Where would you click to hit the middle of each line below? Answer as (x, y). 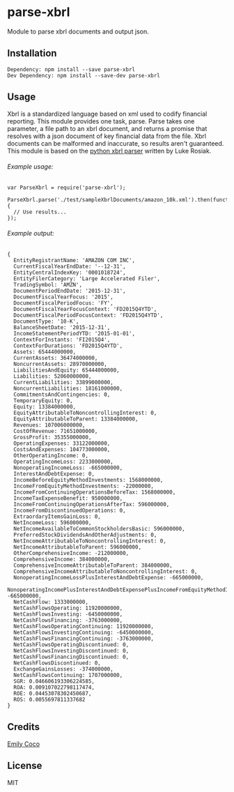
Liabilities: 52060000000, (53, 376)
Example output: (31, 234)
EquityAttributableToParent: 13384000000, (76, 419)
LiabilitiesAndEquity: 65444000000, (67, 370)
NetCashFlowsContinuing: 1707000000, (68, 675)
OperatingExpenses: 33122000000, (62, 443)
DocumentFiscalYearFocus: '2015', (63, 297)
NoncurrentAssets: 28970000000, (61, 364)
